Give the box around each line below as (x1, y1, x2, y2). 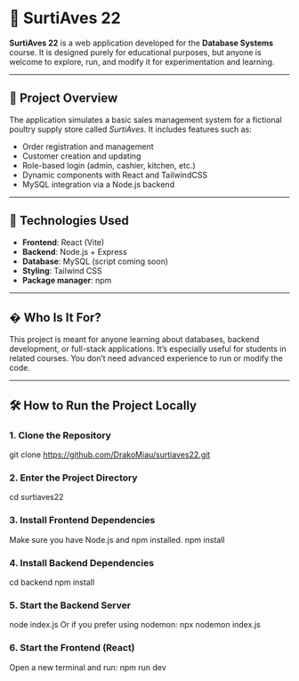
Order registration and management (21, 141, 154, 152)
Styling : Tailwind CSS (21, 265, 102, 275)
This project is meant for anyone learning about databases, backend (9, 334, 260, 345)
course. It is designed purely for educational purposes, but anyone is (9, 46, 262, 57)
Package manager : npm (21, 275, 112, 285)
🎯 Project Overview (9, 91, 118, 106)
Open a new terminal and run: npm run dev (9, 661, 166, 672)
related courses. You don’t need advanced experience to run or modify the (9, 353, 283, 364)
